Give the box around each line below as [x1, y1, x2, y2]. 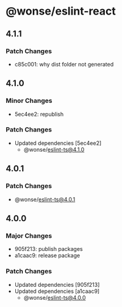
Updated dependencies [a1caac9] [14, 288, 100, 295]
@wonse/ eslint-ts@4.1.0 [23, 146, 85, 153]
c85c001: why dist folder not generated [14, 60, 114, 68]
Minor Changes [5, 96, 52, 105]
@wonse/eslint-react [5, 4, 117, 18]
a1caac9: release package [14, 252, 81, 259]
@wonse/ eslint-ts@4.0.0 [23, 294, 86, 301]
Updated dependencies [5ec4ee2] [14, 139, 102, 147]
